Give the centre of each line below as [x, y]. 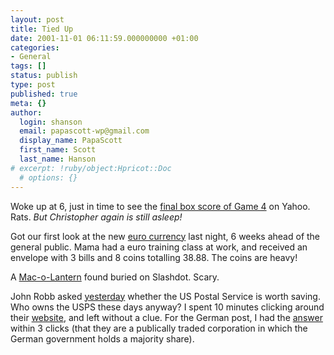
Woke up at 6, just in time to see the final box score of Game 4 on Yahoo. [160, 206]
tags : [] [28, 66]
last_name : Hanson [58, 159]
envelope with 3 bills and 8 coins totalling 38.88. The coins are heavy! [154, 257]
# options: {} [48, 177]
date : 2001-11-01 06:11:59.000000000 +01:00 [104, 38]
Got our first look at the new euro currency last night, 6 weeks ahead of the [165, 236]
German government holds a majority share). [102, 338]
